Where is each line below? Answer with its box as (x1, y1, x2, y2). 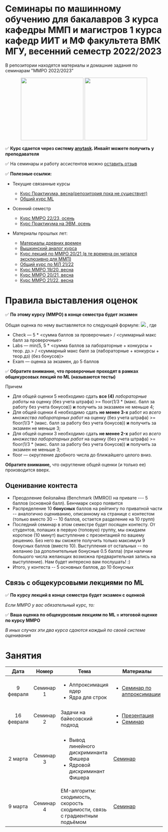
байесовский (60, 715, 93, 722)
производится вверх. (5, 467, 50, 473)
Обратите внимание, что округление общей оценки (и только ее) (5, 461, 146, 467)
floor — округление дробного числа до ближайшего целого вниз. (12, 452, 152, 458)
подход (60, 722, 78, 729)
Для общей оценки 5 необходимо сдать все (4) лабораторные (12, 393, 147, 399)
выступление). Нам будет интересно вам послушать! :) (12, 559, 131, 565)
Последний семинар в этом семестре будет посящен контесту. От (12, 521, 156, 527)
